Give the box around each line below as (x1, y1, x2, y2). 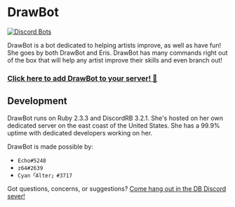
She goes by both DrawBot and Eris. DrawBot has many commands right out (7, 48, 228, 57)
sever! (7, 192, 26, 200)
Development (7, 95, 68, 107)
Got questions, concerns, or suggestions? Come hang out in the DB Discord (7, 184, 227, 193)
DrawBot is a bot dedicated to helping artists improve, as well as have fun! (7, 41, 222, 49)
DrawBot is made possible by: (7, 142, 93, 151)
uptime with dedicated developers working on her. (7, 128, 153, 137)
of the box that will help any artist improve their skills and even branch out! (7, 55, 223, 64)
